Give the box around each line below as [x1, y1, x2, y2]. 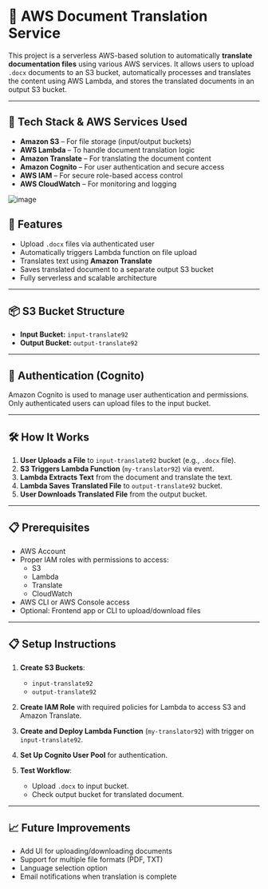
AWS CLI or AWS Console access [19, 597, 130, 607]
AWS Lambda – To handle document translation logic [19, 145, 195, 154]
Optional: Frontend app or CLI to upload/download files [19, 605, 201, 615]
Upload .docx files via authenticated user [19, 239, 155, 249]
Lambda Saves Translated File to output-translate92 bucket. [19, 481, 223, 490]
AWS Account [19, 546, 66, 556]
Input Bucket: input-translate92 [19, 329, 129, 339]
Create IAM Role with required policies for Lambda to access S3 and [19, 702, 246, 712]
